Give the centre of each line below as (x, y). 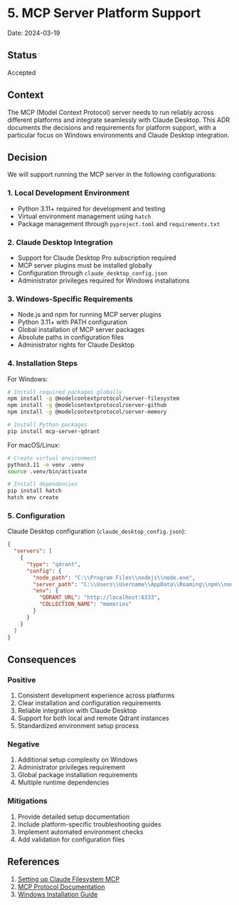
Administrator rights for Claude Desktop (76, 345)
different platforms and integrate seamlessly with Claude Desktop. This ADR (119, 120)
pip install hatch (34, 491)
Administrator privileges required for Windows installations (103, 280)
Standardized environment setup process (78, 726)
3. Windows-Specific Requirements (70, 299)
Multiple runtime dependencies (63, 782)
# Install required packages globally (65, 392)
